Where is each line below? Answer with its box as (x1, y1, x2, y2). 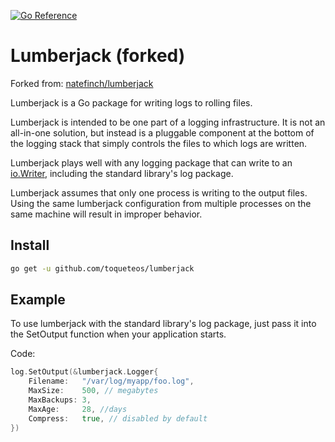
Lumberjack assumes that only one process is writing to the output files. (10, 186, 308, 199)
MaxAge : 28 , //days (28, 404, 128, 414)
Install (10, 237, 50, 254)
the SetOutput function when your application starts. (10, 328, 227, 340)
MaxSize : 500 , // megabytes (28, 386, 159, 396)
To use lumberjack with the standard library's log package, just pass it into (10, 318, 317, 330)
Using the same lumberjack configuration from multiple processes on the (10, 197, 312, 209)
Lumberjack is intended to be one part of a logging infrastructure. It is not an (10, 116, 326, 128)
